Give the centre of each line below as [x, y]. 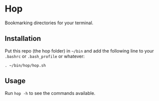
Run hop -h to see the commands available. [50, 93]
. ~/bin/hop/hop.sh [25, 65]
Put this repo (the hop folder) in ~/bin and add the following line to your [80, 50]
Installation [23, 39]
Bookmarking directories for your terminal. [49, 23]
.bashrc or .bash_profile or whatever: [45, 56]
